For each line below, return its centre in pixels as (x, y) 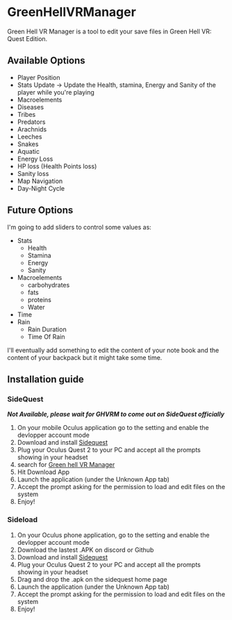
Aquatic (28, 151)
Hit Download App (43, 472)
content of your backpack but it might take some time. (85, 357)
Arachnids (32, 129)
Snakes (28, 144)
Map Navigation (40, 181)
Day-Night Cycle (41, 188)
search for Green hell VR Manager (66, 465)
